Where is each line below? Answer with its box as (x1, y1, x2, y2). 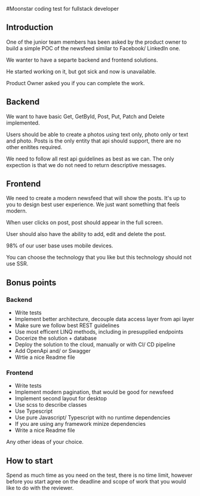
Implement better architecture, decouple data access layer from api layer (14, 316, 195, 323)
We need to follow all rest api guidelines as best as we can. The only (6, 155, 174, 162)
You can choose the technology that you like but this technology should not (6, 254, 192, 261)
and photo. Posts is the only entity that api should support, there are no (6, 137, 181, 144)
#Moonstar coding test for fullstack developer (6, 5, 119, 12)
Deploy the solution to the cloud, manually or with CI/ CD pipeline (14, 341, 176, 348)
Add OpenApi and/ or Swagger (14, 347, 91, 355)
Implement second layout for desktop (14, 395, 107, 402)
